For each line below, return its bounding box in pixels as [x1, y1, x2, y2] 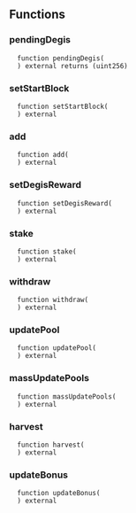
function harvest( [17, 440, 86, 450]
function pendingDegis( [17, 53, 104, 63]
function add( [17, 151, 69, 159]
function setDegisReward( [17, 198, 113, 207]
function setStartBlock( [17, 102, 109, 111]
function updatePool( [17, 344, 97, 353]
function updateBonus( [17, 489, 101, 498]
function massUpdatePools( [17, 392, 117, 401]
